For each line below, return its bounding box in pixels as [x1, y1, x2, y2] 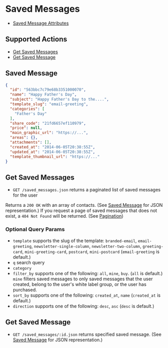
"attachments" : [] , [10, 140, 52, 145]
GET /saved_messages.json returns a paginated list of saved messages [12, 187, 161, 193]
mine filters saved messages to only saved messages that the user [12, 276, 153, 282]
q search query [12, 259, 45, 265]
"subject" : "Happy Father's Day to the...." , [10, 97, 109, 102]
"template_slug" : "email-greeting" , [10, 102, 88, 107]
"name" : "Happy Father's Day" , [10, 92, 77, 98]
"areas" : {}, [10, 135, 38, 140]
